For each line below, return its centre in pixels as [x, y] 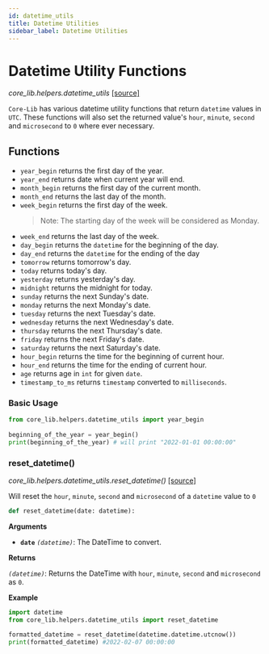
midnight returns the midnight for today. [86, 288]
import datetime [36, 613]
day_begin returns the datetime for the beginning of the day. [120, 245]
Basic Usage [34, 403]
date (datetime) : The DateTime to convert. [90, 543]
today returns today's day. [63, 270]
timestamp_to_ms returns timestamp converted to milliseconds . [124, 382]
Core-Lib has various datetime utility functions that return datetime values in [135, 109]
